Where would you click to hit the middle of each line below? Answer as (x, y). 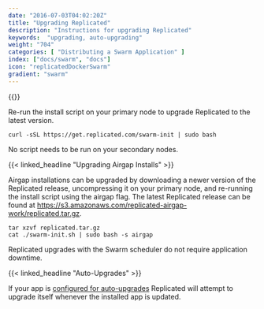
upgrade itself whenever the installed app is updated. (95, 296)
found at (22, 205)
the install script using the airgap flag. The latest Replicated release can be (129, 196)
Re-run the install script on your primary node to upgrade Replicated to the (129, 112)
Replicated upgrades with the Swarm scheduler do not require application (128, 249)
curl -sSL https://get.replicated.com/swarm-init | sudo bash (112, 135)
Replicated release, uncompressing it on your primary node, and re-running (131, 188)
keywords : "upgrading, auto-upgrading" (76, 37)
